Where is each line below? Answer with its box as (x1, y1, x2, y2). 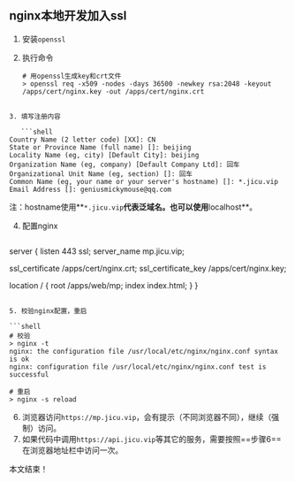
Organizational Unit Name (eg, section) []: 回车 (9, 169, 193, 179)
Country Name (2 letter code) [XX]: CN (9, 135, 156, 144)
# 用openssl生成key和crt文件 (21, 72, 122, 80)
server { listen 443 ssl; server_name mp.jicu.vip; (9, 246, 185, 256)
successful (9, 370, 49, 379)
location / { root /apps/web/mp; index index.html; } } (9, 279, 199, 290)
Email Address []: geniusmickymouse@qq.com (9, 185, 172, 194)
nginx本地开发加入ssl (9, 8, 127, 24)
